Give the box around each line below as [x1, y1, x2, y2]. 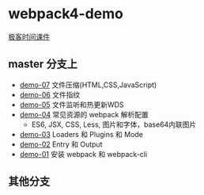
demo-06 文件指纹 [19, 90, 81, 99]
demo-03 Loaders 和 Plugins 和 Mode [19, 129, 144, 139]
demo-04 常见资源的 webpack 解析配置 [19, 109, 149, 119]
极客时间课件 [8, 32, 50, 41]
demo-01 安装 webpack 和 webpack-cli [19, 149, 148, 159]
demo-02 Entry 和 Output [19, 140, 103, 149]
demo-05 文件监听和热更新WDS [19, 100, 124, 109]
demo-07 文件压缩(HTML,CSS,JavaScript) [19, 80, 157, 90]
